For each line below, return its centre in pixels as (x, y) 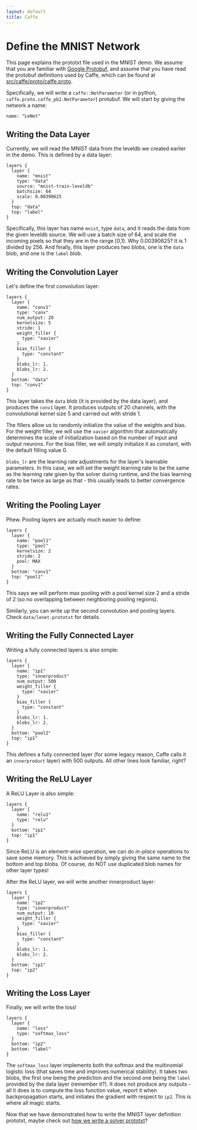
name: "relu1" (34, 815)
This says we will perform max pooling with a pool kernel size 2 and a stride (98, 593)
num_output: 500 (37, 681)
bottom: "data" (30, 380)
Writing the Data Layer (48, 134)
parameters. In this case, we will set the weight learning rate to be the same (98, 468)
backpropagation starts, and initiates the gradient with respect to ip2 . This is (98, 1097)
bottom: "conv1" (31, 571)
